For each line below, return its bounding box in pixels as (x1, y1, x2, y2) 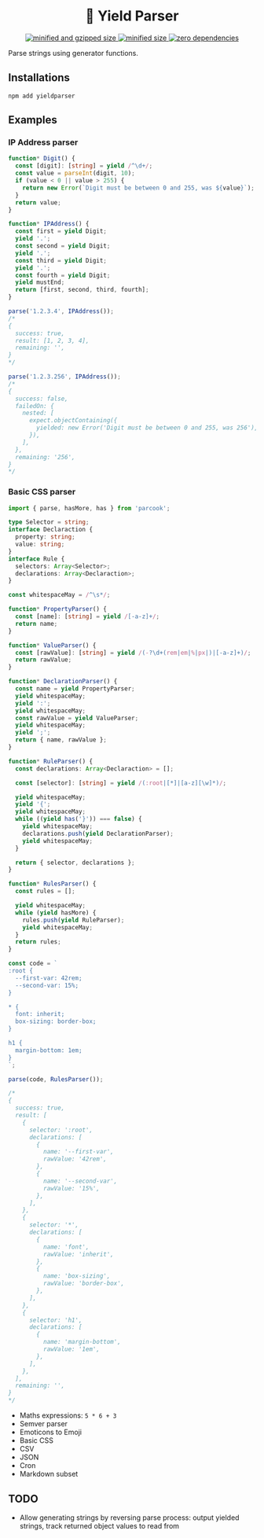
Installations (8, 71, 71, 85)
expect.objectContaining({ (28, 417, 118, 425)
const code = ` (8, 959, 58, 968)
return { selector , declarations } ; (15, 859, 135, 867)
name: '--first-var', (42, 1148, 114, 1156)
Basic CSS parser (8, 487, 76, 498)
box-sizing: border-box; (15, 1017, 97, 1025)
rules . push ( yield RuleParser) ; (22, 916, 125, 924)
